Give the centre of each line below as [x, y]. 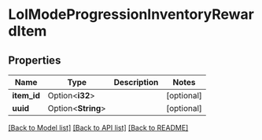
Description [136, 82]
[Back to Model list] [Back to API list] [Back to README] [98, 128]
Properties [35, 60]
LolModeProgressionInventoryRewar [131, 15]
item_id [26, 96]
